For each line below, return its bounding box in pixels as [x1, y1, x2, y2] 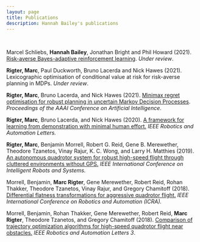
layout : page [6, 9, 40, 15]
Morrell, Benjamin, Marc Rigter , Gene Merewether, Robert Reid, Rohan [6, 179, 183, 186]
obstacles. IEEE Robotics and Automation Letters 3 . [6, 229, 136, 237]
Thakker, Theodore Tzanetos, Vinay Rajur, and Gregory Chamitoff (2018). [6, 185, 190, 192]
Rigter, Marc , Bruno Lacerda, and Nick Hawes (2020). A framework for [6, 116, 185, 123]
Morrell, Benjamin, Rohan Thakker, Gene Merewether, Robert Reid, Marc [6, 210, 188, 217]
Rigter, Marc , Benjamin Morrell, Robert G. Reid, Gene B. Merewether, [6, 141, 179, 148]
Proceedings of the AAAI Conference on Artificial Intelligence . [6, 105, 162, 112]
